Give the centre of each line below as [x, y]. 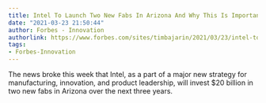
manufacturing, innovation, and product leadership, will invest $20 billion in [131, 83]
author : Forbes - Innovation [56, 30]
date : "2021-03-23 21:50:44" [56, 23]
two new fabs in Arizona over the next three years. [90, 91]
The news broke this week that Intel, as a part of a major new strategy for [127, 74]
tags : [17, 45]
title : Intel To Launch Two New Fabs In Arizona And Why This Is [118, 15]
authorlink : [28, 37]
